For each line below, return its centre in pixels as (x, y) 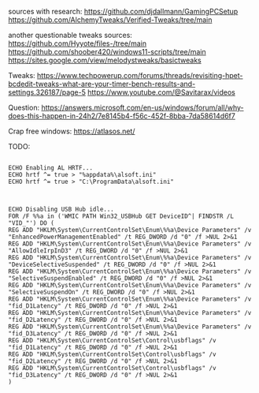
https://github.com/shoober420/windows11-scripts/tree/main (107, 52)
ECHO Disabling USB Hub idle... (61, 209)
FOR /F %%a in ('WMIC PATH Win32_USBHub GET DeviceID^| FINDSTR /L (121, 216)
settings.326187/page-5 (47, 92)
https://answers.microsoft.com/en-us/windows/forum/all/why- (142, 107)
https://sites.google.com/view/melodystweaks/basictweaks (105, 60)
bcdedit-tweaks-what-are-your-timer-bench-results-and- (102, 84)
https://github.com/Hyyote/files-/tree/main (78, 43)
